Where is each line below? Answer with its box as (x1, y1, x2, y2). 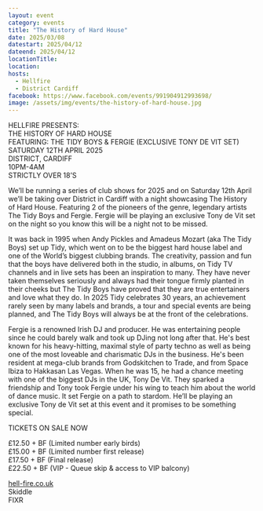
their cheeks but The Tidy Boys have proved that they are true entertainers (8, 284, 250, 294)
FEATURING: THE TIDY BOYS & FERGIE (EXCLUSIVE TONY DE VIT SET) (8, 137, 239, 147)
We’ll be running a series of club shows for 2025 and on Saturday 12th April (8, 186, 253, 195)
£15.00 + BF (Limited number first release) (8, 447, 144, 456)
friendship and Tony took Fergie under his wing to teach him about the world (8, 383, 256, 392)
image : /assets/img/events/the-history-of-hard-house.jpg (8, 99, 202, 107)
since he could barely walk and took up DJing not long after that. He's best (8, 333, 250, 342)
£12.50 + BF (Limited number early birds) (8, 439, 141, 448)
